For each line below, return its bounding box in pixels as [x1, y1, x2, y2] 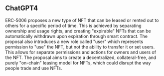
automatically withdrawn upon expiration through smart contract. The [5, 33, 148, 39]
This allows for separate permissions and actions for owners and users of [5, 49, 156, 55]
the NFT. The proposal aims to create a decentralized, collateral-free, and [5, 54, 157, 60]
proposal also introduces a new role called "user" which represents [5, 38, 144, 44]
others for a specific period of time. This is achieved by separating [5, 22, 142, 28]
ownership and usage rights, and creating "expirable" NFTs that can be [5, 27, 151, 34]
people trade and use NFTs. [5, 65, 62, 71]
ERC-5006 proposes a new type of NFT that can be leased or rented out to [5, 17, 159, 23]
